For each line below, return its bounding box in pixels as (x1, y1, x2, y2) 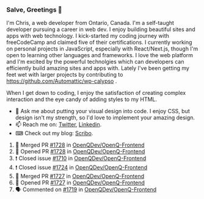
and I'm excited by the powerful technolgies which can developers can (6, 58, 184, 66)
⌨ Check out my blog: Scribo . (15, 130, 93, 137)
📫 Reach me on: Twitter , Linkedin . (15, 121, 102, 128)
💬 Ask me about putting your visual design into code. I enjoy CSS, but (15, 108, 191, 115)
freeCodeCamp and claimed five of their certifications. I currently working (6, 39, 192, 46)
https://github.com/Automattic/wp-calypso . (6, 77, 117, 85)
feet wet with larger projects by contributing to (6, 71, 123, 79)
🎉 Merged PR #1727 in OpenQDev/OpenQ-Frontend (15, 173, 145, 180)
